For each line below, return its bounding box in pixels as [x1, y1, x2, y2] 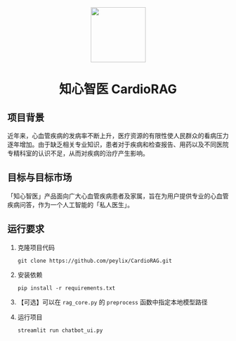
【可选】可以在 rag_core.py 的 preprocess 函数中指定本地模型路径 [17, 297, 208, 306]
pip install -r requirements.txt [17, 285, 116, 292]
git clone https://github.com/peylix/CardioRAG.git [17, 257, 172, 264]
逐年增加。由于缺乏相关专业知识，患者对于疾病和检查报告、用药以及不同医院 [7, 140, 229, 149]
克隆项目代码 [17, 243, 55, 252]
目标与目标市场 [7, 172, 72, 184]
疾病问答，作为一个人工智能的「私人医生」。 [7, 200, 133, 209]
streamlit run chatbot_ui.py [17, 327, 103, 334]
